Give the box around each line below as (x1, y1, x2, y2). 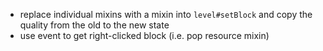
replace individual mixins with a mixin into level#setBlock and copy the (19, 9, 313, 20)
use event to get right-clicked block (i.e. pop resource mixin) (19, 30, 270, 41)
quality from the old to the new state (19, 19, 170, 31)
